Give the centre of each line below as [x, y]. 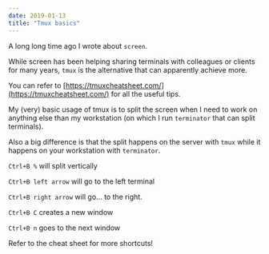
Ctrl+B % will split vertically [53, 165]
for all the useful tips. [146, 93]
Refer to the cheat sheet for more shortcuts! [81, 243]
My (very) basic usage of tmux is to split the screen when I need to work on [133, 109]
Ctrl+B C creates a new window [61, 212]
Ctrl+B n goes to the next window [64, 228]
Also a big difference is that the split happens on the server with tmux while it [134, 141]
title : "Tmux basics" [44, 23]
